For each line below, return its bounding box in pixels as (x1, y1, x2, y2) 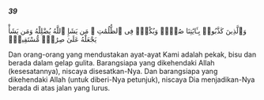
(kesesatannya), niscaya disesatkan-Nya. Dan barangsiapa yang (8, 66, 218, 76)
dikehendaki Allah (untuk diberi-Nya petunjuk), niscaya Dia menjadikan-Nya (8, 75, 255, 84)
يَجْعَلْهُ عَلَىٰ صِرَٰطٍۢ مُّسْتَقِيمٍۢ (8, 34, 97, 43)
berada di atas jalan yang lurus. (8, 83, 111, 92)
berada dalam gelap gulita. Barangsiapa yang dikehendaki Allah (8, 57, 215, 67)
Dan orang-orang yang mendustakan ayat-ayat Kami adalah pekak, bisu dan (8, 50, 257, 59)
